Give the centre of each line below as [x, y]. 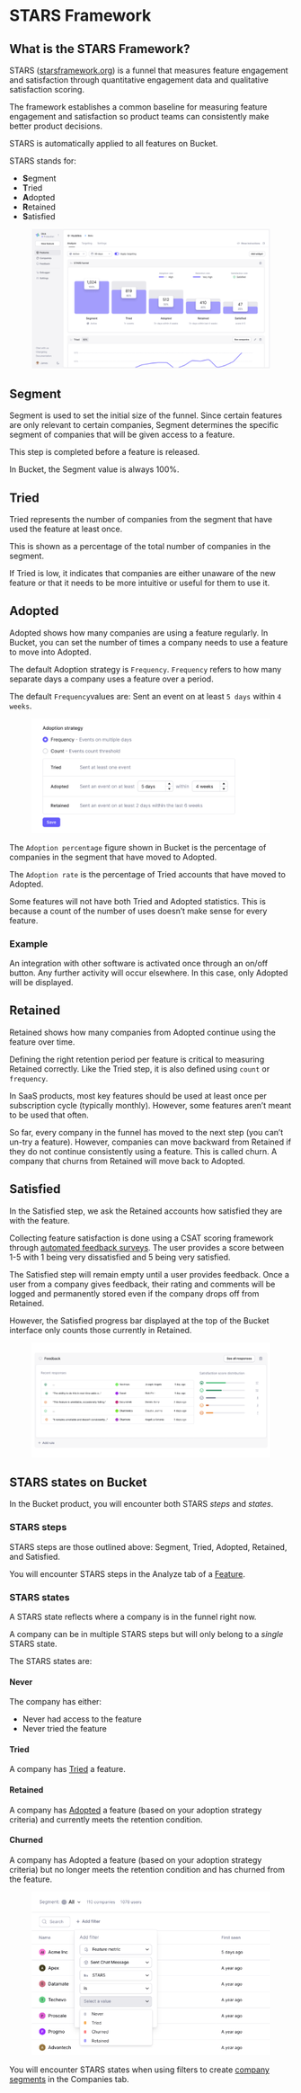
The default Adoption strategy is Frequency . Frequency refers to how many [146, 669]
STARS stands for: [43, 161]
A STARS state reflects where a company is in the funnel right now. [133, 1617]
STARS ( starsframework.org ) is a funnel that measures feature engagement [149, 70]
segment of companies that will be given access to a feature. [122, 435]
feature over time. [42, 1042]
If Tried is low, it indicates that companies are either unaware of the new [143, 574]
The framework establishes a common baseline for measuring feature [138, 107]
